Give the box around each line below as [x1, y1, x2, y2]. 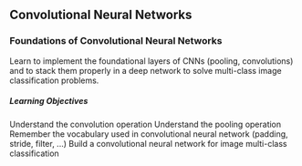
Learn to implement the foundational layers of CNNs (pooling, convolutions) [9, 55, 294, 67]
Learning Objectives [9, 96, 89, 107]
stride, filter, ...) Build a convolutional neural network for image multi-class [9, 138, 287, 149]
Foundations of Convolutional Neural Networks [9, 35, 223, 47]
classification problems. [9, 75, 99, 86]
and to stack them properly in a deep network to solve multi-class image [9, 65, 282, 76]
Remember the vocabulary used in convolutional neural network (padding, [9, 128, 289, 140]
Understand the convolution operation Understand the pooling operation [9, 119, 282, 130]
